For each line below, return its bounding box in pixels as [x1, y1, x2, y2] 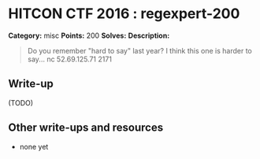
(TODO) [8, 98, 34, 107]
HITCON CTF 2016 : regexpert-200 [8, 5, 240, 23]
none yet [19, 142, 49, 151]
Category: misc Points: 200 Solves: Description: [8, 31, 170, 40]
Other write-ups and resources [8, 121, 164, 135]
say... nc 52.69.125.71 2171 [27, 54, 113, 64]
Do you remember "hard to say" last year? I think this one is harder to [27, 46, 252, 55]
